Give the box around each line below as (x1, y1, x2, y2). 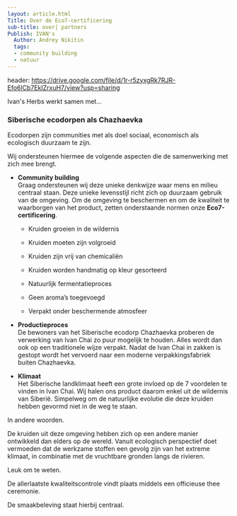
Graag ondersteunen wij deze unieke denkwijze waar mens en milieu (17, 181, 218, 190)
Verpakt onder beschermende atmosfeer (28, 307, 147, 316)
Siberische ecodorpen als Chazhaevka (7, 115, 143, 125)
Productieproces (17, 321, 69, 329)
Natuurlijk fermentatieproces (28, 280, 112, 288)
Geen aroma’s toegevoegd (28, 293, 105, 302)
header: (7, 76, 30, 84)
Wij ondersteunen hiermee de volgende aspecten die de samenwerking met (7, 152, 229, 161)
